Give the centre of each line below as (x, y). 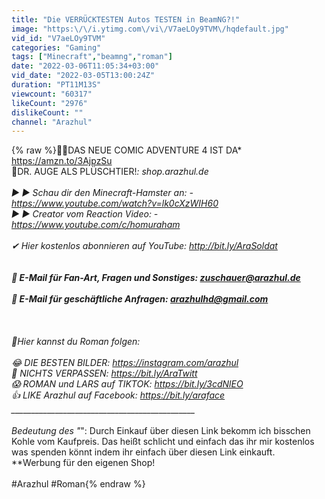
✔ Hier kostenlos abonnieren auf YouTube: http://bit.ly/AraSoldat (144, 246)
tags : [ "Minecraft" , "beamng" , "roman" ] (92, 57)
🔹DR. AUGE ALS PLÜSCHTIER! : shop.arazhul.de (110, 172)
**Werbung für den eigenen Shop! (83, 463)
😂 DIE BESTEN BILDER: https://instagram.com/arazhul (125, 363)
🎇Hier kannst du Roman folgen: (76, 342)
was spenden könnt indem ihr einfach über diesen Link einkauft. (143, 452)
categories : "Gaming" (56, 47)
